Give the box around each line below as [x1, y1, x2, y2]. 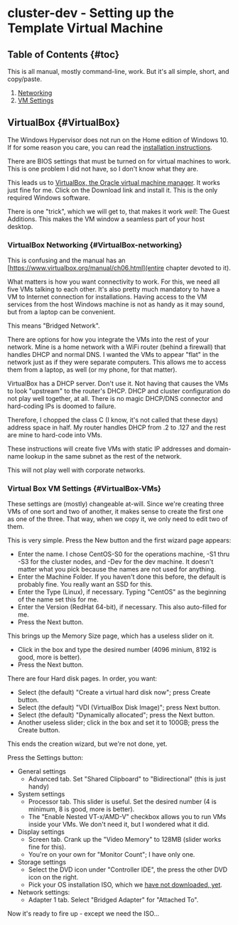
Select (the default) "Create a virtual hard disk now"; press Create [17, 688, 211, 697]
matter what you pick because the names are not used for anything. [17, 565, 217, 574]
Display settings [17, 828, 65, 836]
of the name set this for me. [17, 595, 99, 604]
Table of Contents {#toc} [7, 48, 119, 60]
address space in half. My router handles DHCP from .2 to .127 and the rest [7, 423, 226, 432]
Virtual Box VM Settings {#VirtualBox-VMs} [7, 483, 161, 493]
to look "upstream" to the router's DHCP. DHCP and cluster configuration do [7, 387, 231, 395]
